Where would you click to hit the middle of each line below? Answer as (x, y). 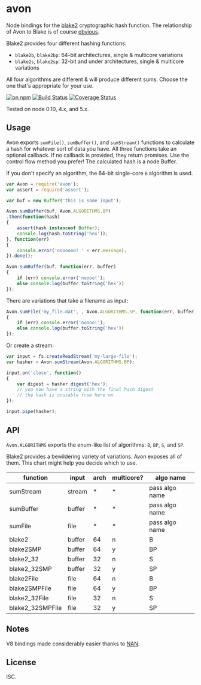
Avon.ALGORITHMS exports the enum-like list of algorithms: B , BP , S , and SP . (96, 445)
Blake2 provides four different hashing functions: (66, 43)
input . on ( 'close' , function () (44, 373)
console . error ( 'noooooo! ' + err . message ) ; (72, 250)
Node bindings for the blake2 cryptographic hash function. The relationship (99, 25)
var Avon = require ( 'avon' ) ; (42, 184)
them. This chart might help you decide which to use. (72, 463)
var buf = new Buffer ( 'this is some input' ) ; (64, 201)
